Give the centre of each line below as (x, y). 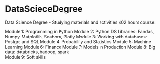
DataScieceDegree (44, 9)
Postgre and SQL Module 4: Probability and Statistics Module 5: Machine (78, 41)
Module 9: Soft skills (26, 57)
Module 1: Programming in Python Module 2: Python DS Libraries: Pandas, (80, 31)
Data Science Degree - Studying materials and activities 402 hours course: (80, 22)
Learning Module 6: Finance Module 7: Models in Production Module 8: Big (80, 47)
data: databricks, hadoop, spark (37, 52)
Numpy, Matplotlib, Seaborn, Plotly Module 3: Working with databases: (76, 37)
